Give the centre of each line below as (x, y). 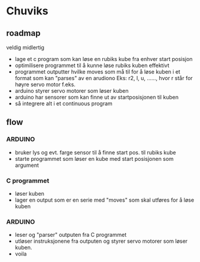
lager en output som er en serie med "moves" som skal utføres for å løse (104, 200)
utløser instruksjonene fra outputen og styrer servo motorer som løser (101, 241)
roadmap (23, 33)
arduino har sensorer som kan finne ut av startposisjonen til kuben (96, 97)
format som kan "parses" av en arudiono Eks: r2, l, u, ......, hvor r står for (104, 78)
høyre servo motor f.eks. (45, 84)
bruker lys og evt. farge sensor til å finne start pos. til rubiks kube (96, 152)
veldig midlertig (25, 47)
